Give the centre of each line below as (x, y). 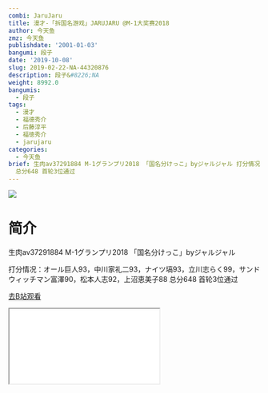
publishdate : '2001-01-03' (53, 46)
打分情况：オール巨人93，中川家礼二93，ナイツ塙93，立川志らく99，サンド (134, 269)
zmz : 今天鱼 (26, 38)
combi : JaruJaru (35, 16)
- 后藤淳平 (31, 127)
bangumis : (25, 90)
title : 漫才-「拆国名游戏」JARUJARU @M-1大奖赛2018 (89, 23)
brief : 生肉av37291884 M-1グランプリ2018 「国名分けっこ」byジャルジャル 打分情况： (137, 165)
